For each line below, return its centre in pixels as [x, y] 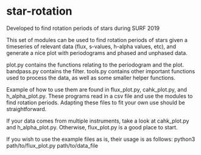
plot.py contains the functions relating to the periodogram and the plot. [95, 65]
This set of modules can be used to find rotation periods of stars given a [97, 40]
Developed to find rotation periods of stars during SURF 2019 [83, 28]
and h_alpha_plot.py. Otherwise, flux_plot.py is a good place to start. [92, 127]
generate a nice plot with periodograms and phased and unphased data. [97, 52]
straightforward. [26, 109]
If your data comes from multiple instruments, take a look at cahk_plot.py [98, 121]
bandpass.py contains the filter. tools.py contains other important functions [101, 71]
